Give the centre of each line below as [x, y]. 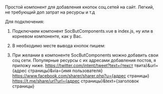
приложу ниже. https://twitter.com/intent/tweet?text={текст [72, 66]
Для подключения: [25, 22]
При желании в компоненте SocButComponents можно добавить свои [85, 55]
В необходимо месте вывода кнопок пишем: [59, 46]
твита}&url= [146, 66]
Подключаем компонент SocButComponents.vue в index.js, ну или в [82, 31]
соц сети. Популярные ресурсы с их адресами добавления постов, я [84, 60]
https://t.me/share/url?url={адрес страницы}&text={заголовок [75, 81]
